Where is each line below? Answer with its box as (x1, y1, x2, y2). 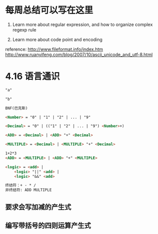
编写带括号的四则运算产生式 (5, 221, 91, 229)
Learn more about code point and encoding (12, 36, 103, 43)
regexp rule (12, 27, 37, 33)
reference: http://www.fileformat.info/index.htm (5, 46, 103, 52)
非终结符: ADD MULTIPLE (5, 187, 52, 193)
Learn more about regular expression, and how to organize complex (12, 21, 153, 28)
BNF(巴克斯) (5, 106, 28, 111)
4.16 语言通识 (5, 71, 60, 82)
